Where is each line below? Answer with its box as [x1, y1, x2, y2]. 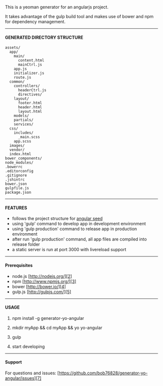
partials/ [14, 118, 34, 123]
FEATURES [5, 204, 28, 211]
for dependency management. [5, 19, 65, 24]
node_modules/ [5, 160, 34, 165]
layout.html [17, 109, 42, 114]
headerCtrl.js [17, 88, 47, 93]
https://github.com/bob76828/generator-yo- [59, 370, 148, 376]
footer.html [17, 101, 42, 106]
